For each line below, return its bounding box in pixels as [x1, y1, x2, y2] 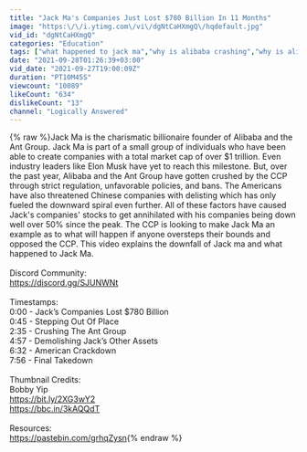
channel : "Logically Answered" [9, 107, 129, 116]
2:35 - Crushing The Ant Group [9, 326, 127, 337]
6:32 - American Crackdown [9, 345, 117, 356]
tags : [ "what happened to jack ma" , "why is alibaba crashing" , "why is [9, 47, 284, 57]
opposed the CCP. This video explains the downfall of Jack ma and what [9, 238, 283, 249]
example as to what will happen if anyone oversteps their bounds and [9, 229, 271, 240]
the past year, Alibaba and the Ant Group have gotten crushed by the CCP [9, 171, 288, 182]
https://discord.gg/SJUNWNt [9, 278, 119, 289]
